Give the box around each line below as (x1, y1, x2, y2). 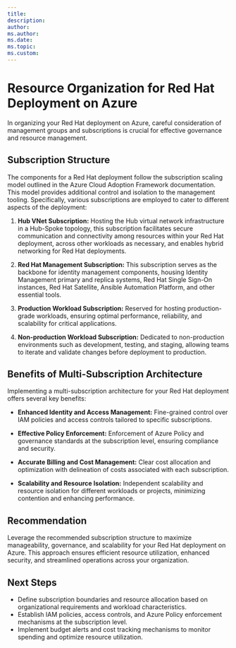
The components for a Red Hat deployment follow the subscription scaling (7, 172, 223, 181)
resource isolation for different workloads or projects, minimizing (17, 487, 206, 495)
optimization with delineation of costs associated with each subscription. (17, 466, 229, 474)
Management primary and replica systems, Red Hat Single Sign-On (17, 275, 213, 283)
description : (7, 17, 46, 24)
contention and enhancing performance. (17, 494, 135, 502)
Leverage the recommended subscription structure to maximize (7, 534, 192, 542)
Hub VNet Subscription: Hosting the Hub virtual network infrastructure (17, 216, 225, 225)
